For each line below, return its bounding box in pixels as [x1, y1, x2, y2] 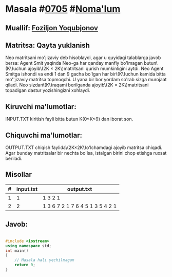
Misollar [5, 170, 32, 179]
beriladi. [5, 155, 23, 162]
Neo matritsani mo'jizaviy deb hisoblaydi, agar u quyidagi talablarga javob [5, 54, 161, 61]
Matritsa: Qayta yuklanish [5, 41, 90, 49]
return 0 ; [14, 263, 36, 268]
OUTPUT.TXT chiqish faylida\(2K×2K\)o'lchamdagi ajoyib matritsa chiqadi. [5, 144, 163, 151]
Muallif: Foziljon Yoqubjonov [5, 24, 99, 32]
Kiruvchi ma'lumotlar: [5, 102, 77, 111]
